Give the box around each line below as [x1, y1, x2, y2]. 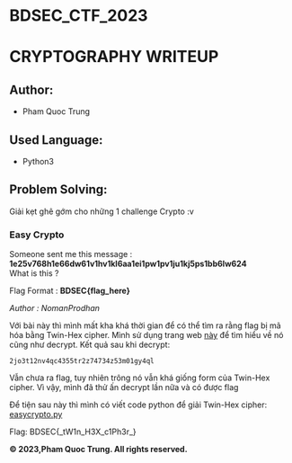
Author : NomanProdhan [9, 303, 101, 314]
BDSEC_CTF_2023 [9, 5, 148, 26]
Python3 [22, 156, 54, 166]
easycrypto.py [9, 409, 63, 420]
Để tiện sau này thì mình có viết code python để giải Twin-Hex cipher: [9, 399, 268, 410]
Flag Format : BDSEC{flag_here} [9, 285, 130, 297]
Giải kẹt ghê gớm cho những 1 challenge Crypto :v [9, 206, 195, 217]
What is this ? [9, 268, 59, 279]
